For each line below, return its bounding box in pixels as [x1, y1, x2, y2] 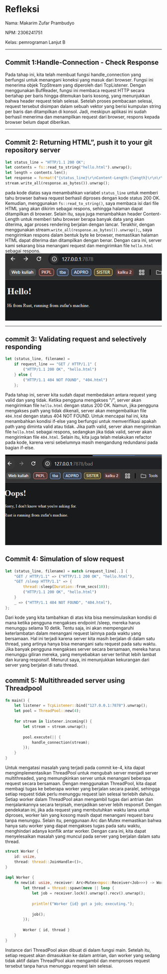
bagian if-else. [5, 444, 35, 451]
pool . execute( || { [23, 735, 61, 740]
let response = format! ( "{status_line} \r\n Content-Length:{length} [5, 176, 148, 181]
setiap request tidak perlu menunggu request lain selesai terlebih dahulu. [5, 791, 155, 797]
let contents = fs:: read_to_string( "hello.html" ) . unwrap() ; [5, 165, 133, 170]
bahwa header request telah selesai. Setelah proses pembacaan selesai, [5, 98, 153, 104]
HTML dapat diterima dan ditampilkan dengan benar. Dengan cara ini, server [5, 237, 162, 243]
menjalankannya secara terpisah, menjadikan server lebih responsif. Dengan [5, 802, 162, 807]
